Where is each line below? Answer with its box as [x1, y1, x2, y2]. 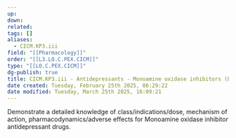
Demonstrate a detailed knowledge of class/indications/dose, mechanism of [7, 108, 228, 116]
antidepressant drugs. [7, 123, 72, 131]
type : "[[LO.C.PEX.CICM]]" [7, 62, 86, 69]
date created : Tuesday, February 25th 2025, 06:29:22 [7, 82, 169, 89]
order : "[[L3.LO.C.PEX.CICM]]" [7, 56, 99, 63]
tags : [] [7, 29, 33, 37]
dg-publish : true [7, 69, 58, 76]
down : [7, 17, 23, 24]
